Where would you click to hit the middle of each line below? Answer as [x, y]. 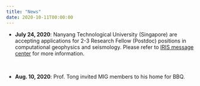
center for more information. [50, 53]
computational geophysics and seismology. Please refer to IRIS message [104, 47]
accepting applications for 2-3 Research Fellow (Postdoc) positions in [101, 41]
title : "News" [24, 12]
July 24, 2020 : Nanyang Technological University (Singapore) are [96, 34]
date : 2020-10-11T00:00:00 [40, 17]
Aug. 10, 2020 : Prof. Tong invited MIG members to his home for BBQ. [100, 76]
